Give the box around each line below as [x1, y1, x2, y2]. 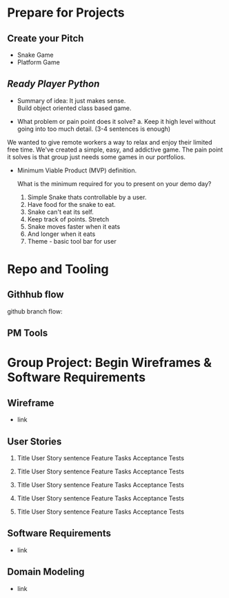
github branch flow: [7, 307, 63, 316]
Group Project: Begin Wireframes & [7, 355, 212, 371]
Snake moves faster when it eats [27, 222, 121, 230]
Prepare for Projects [7, 5, 126, 21]
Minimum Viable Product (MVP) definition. [17, 166, 137, 174]
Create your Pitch [7, 33, 84, 44]
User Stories [7, 435, 62, 447]
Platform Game [17, 58, 60, 66]
